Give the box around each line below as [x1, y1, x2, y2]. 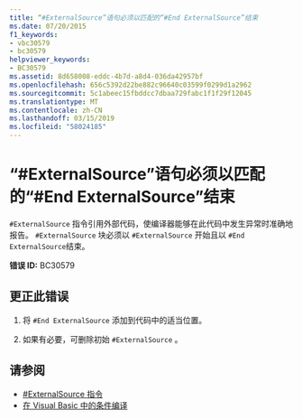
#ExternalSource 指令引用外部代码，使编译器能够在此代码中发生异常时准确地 [9, 218, 294, 228]
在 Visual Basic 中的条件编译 [22, 399, 128, 411]
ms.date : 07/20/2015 [9, 22, 87, 31]
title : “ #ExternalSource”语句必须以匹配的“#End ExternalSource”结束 [9, 13, 259, 23]
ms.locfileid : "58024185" [9, 123, 106, 132]
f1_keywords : [9, 30, 59, 39]
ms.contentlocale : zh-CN [9, 106, 103, 115]
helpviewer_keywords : [9, 55, 91, 64]
